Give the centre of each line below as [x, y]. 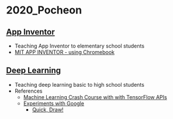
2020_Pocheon [44, 10]
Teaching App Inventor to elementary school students [79, 46]
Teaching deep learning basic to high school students [79, 84]
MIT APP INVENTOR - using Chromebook [65, 52]
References [28, 91]
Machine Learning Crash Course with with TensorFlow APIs [95, 97]
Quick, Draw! [48, 110]
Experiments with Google [54, 103]
